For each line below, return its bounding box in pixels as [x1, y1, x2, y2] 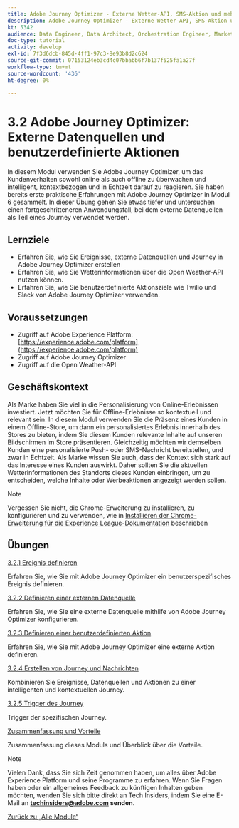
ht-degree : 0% [7, 76, 50, 84]
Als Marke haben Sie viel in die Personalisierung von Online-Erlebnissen [7, 400, 218, 409]
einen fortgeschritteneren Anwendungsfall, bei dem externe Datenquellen [7, 205, 223, 214]
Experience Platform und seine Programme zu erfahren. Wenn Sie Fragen [7, 775, 223, 784]
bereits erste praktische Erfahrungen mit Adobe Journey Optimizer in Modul [7, 190, 230, 199]
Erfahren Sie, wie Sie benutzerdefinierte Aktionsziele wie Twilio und [17, 283, 216, 292]
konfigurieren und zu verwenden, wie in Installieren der [7, 511, 169, 519]
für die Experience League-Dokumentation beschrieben [44, 518, 208, 527]
